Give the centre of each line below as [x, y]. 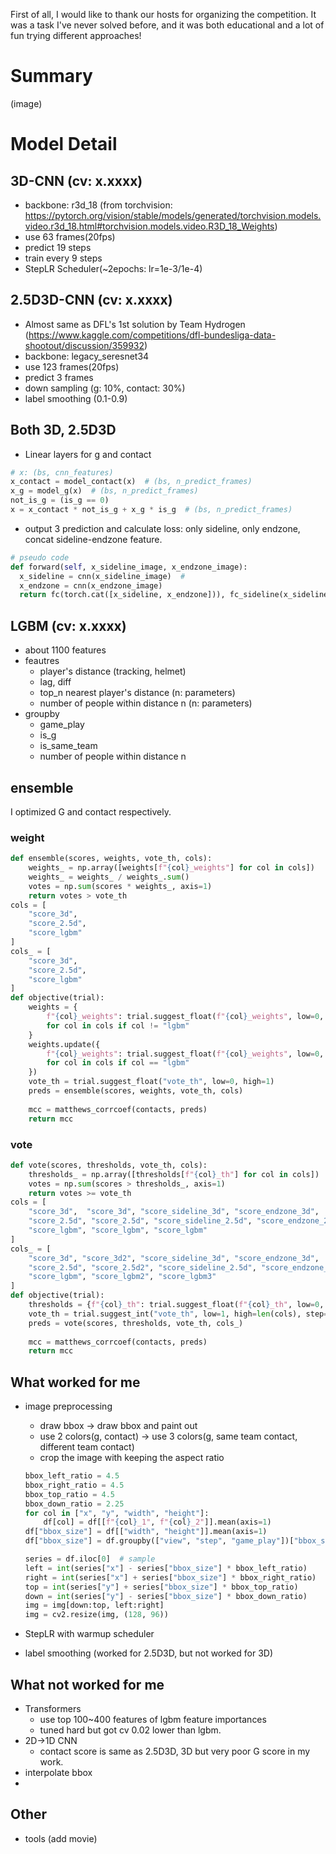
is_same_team [68, 746]
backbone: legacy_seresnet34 [87, 356]
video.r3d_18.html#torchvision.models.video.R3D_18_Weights [149, 226]
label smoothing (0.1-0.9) [76, 398]
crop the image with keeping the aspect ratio [132, 1458]
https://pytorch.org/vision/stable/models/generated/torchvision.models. [173, 215]
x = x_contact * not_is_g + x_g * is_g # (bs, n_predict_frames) [151, 510]
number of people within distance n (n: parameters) [146, 703]
